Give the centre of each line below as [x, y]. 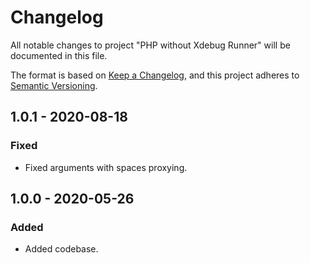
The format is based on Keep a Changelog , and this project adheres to [155, 75]
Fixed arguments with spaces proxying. [106, 167]
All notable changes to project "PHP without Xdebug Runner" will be [150, 45]
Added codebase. [61, 249]
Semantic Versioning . [54, 85]
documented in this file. [59, 55]
